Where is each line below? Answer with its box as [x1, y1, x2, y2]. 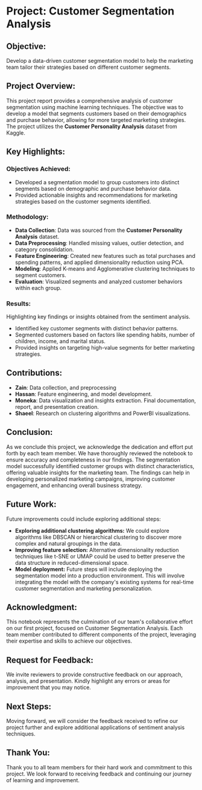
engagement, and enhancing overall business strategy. [6, 481, 143, 489]
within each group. [14, 284, 62, 291]
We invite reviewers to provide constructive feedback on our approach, [6, 671, 183, 678]
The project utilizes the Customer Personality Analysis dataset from [6, 123, 178, 130]
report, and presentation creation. [14, 403, 99, 410]
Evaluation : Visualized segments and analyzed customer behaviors [14, 278, 183, 285]
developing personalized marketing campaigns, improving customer [6, 475, 175, 483]
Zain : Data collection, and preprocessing [14, 384, 116, 391]
